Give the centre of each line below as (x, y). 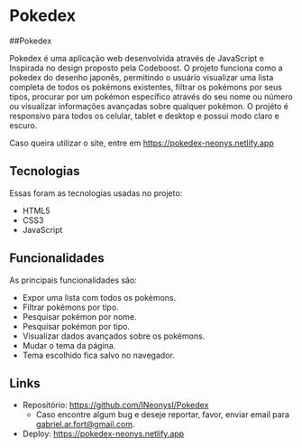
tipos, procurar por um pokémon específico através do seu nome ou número (151, 97)
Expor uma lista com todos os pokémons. (99, 297)
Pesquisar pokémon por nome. (79, 316)
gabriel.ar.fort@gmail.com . (85, 425)
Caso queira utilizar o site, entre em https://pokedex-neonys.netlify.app (142, 143)
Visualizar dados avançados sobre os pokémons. (114, 336)
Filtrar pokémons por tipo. (70, 307)
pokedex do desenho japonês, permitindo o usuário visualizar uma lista (142, 77)
